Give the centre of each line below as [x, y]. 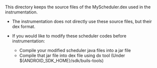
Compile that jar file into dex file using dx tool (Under [72, 55]
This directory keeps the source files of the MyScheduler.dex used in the [78, 7]
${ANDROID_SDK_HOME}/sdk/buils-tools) [61, 61]
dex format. [24, 27]
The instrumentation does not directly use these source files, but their [82, 21]
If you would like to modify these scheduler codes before [69, 36]
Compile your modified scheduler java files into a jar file [75, 50]
